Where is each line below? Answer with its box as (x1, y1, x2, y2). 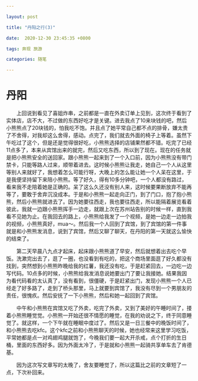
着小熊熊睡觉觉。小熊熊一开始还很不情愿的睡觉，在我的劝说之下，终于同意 (6, 312, 187, 319)
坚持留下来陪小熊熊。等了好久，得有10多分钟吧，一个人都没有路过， (21, 176, 187, 183)
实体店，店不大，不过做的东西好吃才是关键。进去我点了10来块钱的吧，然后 (6, 117, 187, 124)
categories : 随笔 (6, 57, 47, 63)
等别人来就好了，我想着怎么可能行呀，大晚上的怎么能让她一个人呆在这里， (6, 169, 187, 176)
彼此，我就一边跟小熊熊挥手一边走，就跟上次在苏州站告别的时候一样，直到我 (6, 206, 192, 213)
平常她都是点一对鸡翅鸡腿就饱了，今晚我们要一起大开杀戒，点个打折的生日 (6, 334, 187, 341)
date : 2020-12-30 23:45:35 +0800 (6, 35, 91, 41)
